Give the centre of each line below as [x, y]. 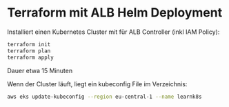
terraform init [29, 44]
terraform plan [29, 51]
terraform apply [30, 57]
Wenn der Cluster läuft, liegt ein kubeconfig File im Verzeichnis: [97, 84]
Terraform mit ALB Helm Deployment [115, 13]
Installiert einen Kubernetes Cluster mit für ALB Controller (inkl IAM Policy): [113, 32]
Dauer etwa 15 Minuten [40, 70]
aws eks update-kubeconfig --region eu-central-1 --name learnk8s [104, 97]
